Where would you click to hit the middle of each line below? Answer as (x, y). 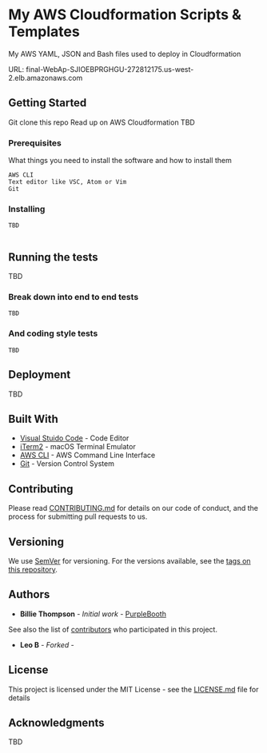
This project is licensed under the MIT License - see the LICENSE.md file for (133, 689)
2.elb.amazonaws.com (46, 78)
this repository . (33, 570)
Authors (29, 594)
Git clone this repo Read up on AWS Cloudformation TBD (102, 122)
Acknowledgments (57, 723)
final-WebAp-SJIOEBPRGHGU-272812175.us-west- (110, 69)
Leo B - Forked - (47, 644)
